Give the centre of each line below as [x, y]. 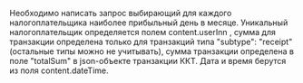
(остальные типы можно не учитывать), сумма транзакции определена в [152, 51]
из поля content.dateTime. [59, 70]
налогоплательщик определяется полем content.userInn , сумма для [143, 32]
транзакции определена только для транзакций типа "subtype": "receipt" [151, 41]
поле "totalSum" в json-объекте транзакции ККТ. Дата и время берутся [148, 61]
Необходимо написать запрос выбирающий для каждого [121, 13]
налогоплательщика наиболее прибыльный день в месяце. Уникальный [149, 23]
